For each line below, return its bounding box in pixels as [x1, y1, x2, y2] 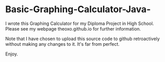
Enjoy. [5, 51, 18, 57]
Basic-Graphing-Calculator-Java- [5, 4, 151, 15]
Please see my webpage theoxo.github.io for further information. [5, 25, 141, 32]
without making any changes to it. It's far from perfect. [5, 41, 120, 47]
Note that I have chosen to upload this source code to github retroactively [5, 36, 160, 42]
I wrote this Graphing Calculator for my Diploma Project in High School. [5, 20, 154, 26]
